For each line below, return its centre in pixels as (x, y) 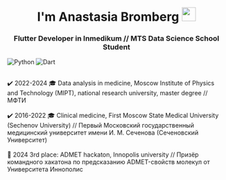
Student (116, 47)
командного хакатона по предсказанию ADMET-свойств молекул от (108, 162)
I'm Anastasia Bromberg (108, 17)
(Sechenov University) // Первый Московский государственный (101, 126)
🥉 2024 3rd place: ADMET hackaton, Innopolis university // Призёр (103, 154)
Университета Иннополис (45, 170)
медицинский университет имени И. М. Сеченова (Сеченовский (103, 133)
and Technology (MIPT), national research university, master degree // (107, 93)
